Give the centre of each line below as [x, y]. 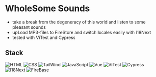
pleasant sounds [29, 27]
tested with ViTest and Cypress [44, 38]
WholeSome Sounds [47, 9]
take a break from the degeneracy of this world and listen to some [79, 22]
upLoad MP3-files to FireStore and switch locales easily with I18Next [81, 32]
